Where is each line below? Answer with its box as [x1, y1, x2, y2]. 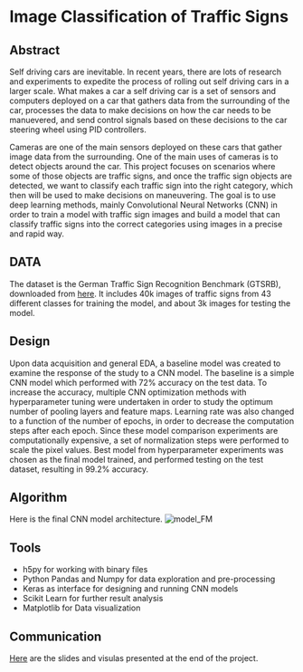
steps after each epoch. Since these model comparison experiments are [9, 425, 279, 436]
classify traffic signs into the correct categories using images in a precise [9, 219, 283, 229]
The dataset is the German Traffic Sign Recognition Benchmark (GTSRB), [9, 278, 281, 289]
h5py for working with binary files [22, 564, 148, 575]
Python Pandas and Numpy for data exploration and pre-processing [22, 573, 276, 585]
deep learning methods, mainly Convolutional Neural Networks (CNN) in [9, 199, 278, 210]
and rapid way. [9, 228, 65, 239]
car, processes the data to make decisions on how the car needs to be [9, 105, 271, 115]
